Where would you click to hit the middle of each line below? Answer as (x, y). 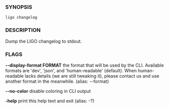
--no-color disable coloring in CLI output (48, 91)
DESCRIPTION (23, 30)
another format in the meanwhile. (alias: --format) (57, 81)
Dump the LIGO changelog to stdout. (44, 41)
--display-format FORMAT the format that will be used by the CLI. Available (84, 65)
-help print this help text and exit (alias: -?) (50, 101)
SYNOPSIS (19, 7)
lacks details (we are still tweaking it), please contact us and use (92, 76)
